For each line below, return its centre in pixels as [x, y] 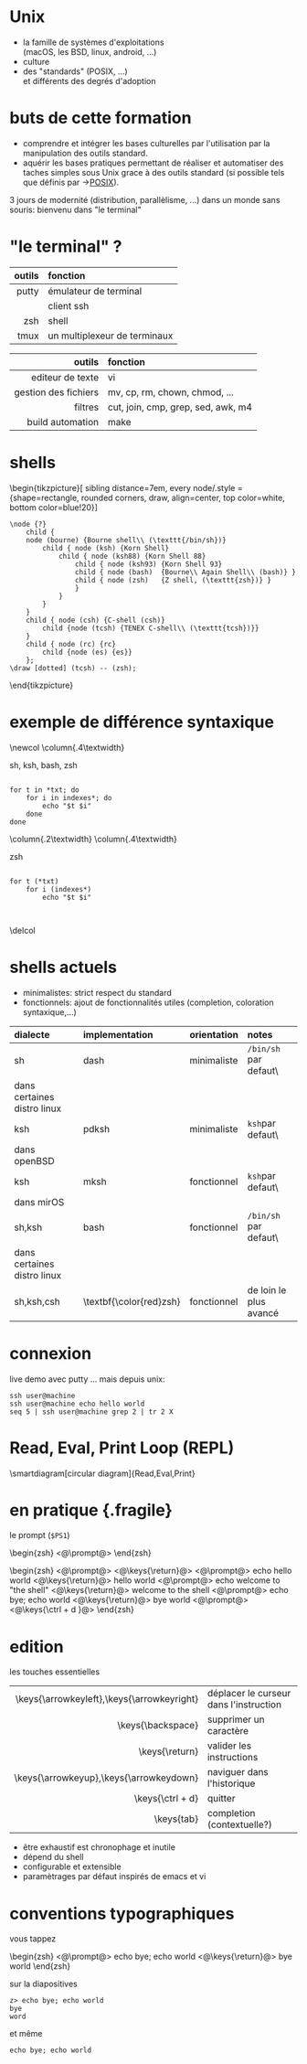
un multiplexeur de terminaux [111, 336]
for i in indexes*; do [69, 797]
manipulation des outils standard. [85, 153]
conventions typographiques [122, 1914]
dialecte [32, 1034]
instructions [233, 1758]
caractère [228, 1731]
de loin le [267, 1289]
